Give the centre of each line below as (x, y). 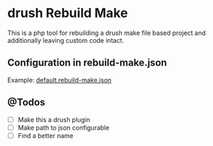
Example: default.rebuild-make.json (59, 80)
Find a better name (45, 135)
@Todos (26, 102)
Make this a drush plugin (54, 120)
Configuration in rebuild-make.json (87, 63)
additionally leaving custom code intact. (66, 40)
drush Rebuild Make (68, 13)
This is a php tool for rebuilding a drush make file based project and (107, 33)
